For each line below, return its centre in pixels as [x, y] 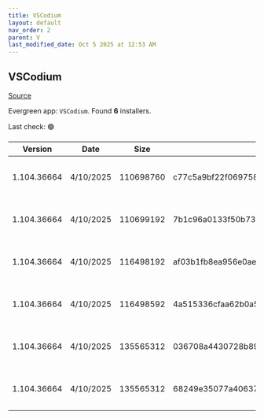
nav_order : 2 [29, 30]
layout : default [35, 23]
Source [20, 95]
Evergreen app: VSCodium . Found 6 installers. [80, 110]
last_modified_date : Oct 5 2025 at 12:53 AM [82, 45]
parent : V [24, 37]
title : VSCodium [35, 15]
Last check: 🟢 [31, 126]
